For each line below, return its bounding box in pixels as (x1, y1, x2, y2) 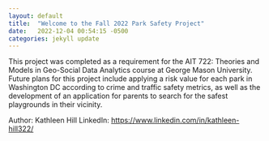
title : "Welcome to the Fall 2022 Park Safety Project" (8, 19, 205, 28)
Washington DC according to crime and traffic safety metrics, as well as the (8, 83, 261, 92)
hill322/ (8, 124, 34, 134)
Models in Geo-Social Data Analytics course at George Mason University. (8, 66, 253, 75)
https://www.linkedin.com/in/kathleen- (110, 115, 240, 126)
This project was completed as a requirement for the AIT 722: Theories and (8, 57, 260, 66)
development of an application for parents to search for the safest (8, 91, 228, 101)
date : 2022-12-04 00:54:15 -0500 (8, 27, 129, 35)
